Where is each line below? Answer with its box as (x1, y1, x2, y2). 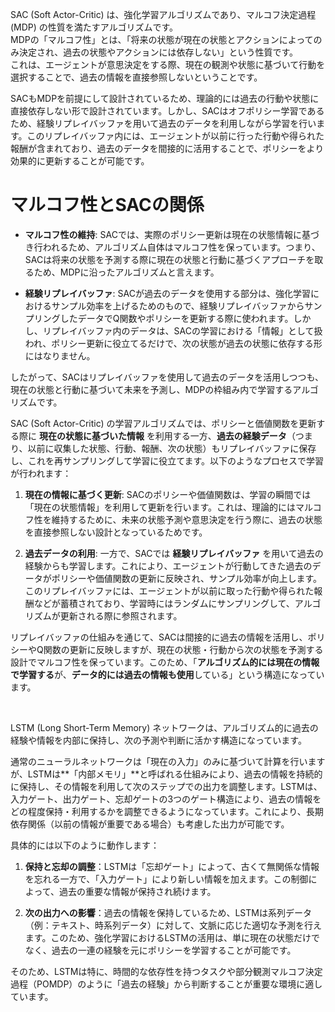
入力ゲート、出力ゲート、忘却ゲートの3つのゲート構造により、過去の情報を (10, 793, 322, 805)
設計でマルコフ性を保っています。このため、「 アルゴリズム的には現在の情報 (10, 656, 320, 668)
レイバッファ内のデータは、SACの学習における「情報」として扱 (59, 324, 323, 337)
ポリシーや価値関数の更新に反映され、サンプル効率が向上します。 (51, 572, 323, 584)
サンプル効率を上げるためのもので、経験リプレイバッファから (51, 299, 305, 312)
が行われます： (10, 467, 72, 479)
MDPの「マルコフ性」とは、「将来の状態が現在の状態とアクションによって (10, 34, 314, 45)
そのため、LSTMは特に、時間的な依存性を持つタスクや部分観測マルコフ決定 (10, 965, 323, 977)
